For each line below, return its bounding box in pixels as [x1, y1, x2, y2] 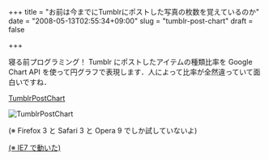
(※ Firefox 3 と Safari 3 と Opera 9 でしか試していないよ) [8, 126, 198, 135]
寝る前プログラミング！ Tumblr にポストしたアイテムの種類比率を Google [8, 57, 253, 66]
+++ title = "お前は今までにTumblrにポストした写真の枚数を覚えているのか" [8, 7, 260, 16]
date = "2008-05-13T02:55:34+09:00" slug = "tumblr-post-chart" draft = [8, 16, 254, 26]
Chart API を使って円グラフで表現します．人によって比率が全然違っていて [8, 67, 254, 77]
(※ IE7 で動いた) [8, 143, 62, 152]
